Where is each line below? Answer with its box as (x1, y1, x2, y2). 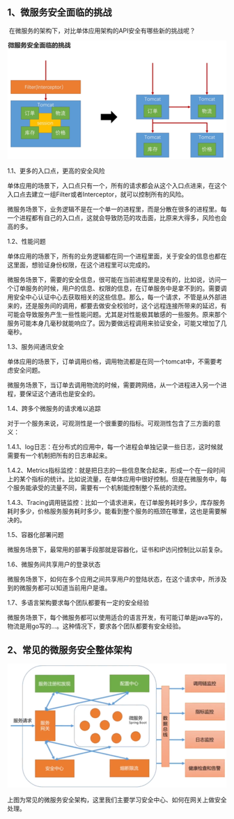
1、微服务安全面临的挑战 (7, 6, 113, 19)
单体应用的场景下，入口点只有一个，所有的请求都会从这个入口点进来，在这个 (7, 182, 227, 189)
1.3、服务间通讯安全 (7, 343, 64, 350)
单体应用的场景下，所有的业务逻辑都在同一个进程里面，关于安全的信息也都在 (7, 252, 227, 260)
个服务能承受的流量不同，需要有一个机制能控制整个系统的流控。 (7, 483, 190, 492)
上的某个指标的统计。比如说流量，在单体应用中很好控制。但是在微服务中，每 (7, 475, 227, 483)
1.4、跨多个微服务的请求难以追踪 (7, 405, 101, 412)
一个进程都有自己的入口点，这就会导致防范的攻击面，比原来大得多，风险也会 (7, 214, 227, 221)
